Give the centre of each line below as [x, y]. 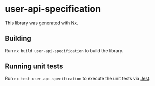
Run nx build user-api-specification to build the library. [64, 50]
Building [18, 39]
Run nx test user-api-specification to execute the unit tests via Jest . [78, 78]
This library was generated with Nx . [42, 23]
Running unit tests [34, 66]
